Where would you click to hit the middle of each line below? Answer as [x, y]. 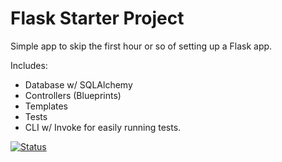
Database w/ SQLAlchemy [78, 84]
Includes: [29, 65]
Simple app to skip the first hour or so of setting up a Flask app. [141, 46]
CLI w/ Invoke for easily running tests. [103, 127]
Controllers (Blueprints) [73, 95]
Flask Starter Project [97, 18]
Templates [46, 106]
